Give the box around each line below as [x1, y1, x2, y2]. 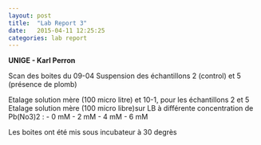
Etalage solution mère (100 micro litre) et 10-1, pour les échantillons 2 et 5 [8, 95, 250, 104]
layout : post [8, 11, 52, 20]
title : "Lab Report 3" [8, 19, 88, 27]
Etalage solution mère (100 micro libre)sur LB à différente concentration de [8, 104, 254, 113]
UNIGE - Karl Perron [8, 56, 76, 65]
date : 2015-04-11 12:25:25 [8, 26, 105, 34]
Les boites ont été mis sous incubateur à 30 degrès [8, 127, 177, 137]
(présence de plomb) [8, 80, 77, 89]
